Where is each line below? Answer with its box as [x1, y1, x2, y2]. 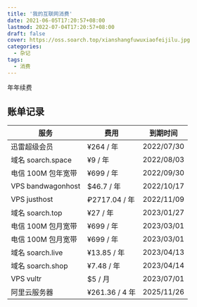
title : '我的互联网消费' [7, 10, 72, 18]
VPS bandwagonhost [11, 181, 81, 191]
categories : [7, 43, 42, 50]
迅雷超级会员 [11, 142, 54, 152]
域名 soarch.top [11, 208, 63, 218]
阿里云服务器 [11, 287, 54, 297]
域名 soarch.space [11, 155, 72, 165]
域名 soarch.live [11, 248, 63, 258]
